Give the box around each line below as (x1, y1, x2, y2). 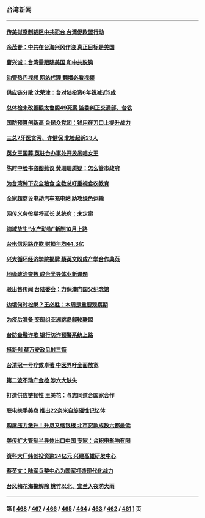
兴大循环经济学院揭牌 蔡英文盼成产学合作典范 (6, 255, 120, 262)
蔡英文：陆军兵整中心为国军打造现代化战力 (6, 467, 113, 475)
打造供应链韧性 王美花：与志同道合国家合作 (6, 391, 115, 399)
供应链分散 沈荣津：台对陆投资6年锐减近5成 (6, 89, 117, 96)
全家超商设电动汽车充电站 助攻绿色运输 (6, 194, 104, 202)
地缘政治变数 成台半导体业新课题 (6, 270, 88, 278)
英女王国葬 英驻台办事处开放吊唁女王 (6, 149, 99, 157)
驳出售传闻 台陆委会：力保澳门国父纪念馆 (6, 286, 110, 293)
